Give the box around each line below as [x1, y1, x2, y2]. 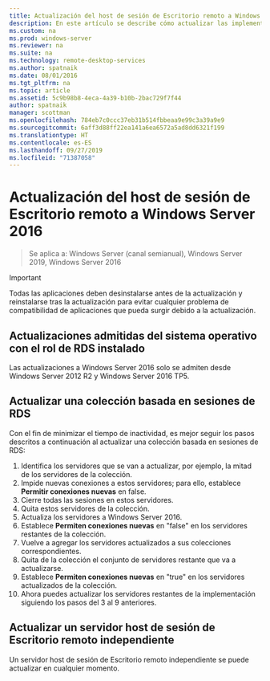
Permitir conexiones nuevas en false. [20, 487, 147, 496]
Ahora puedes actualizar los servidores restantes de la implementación [20, 589, 256, 598]
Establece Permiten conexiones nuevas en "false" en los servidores [20, 520, 248, 530]
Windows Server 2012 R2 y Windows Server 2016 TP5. [9, 371, 190, 381]
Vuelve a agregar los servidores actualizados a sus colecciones [20, 537, 232, 547]
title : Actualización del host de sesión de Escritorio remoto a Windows [9, 11, 261, 20]
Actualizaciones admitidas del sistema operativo [9, 328, 257, 342]
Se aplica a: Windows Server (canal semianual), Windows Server [28, 249, 243, 259]
